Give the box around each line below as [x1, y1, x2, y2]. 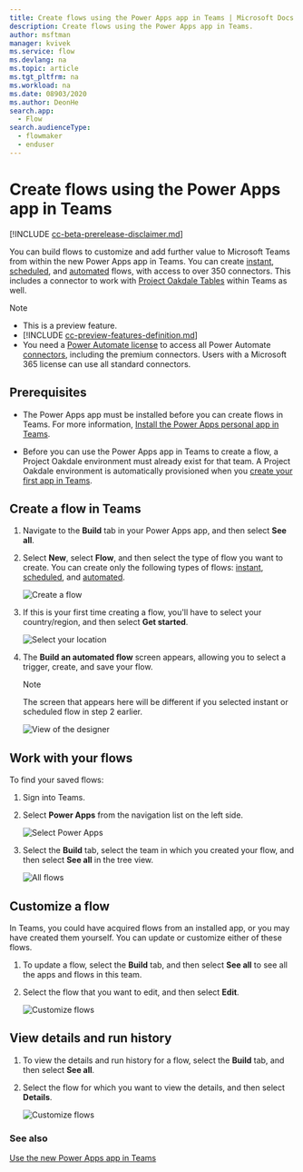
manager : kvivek [9, 38, 71, 48]
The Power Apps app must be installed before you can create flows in [22, 409, 284, 420]
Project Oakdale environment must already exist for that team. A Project [22, 455, 291, 466]
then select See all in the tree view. [22, 855, 154, 866]
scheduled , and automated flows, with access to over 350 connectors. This [9, 265, 291, 276]
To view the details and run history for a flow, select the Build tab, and [22, 1055, 285, 1066]
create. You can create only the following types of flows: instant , [22, 562, 264, 573]
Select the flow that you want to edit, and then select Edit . [22, 987, 239, 998]
